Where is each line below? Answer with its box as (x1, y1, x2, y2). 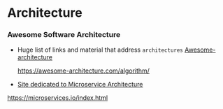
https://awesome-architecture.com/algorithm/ (17, 66, 150, 75)
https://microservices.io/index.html (7, 94, 108, 102)
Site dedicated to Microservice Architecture (17, 80, 143, 89)
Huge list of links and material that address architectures (17, 45, 184, 54)
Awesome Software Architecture (7, 30, 121, 40)
